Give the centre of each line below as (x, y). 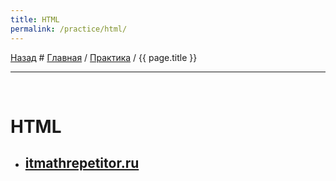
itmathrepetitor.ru (82, 163)
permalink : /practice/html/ (69, 29)
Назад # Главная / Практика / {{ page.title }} (104, 57)
